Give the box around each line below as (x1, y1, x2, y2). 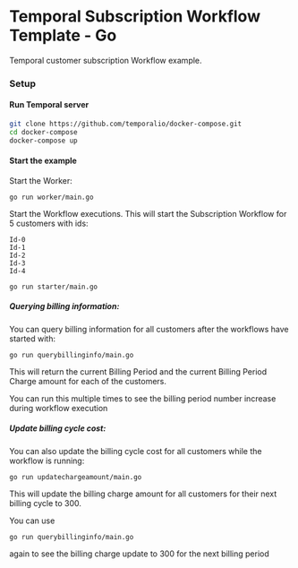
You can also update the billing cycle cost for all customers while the (9, 445, 262, 456)
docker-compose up (9, 136, 78, 145)
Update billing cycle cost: (9, 423, 106, 434)
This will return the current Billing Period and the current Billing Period (9, 366, 267, 377)
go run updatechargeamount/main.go (9, 472, 142, 481)
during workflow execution (9, 402, 108, 413)
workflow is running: (9, 455, 85, 466)
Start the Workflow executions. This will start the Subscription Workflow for (9, 208, 287, 219)
